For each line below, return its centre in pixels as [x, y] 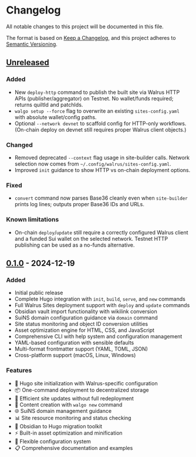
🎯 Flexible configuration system [53, 441]
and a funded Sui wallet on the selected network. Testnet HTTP [91, 238]
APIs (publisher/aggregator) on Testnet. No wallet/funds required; [94, 98]
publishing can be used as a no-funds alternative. [75, 245]
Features [19, 371]
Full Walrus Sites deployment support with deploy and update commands [102, 305]
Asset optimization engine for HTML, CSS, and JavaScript [84, 330]
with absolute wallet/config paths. [55, 117]
